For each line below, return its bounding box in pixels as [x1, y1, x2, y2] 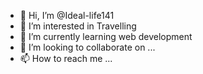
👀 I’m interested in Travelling [19, 20, 137, 32]
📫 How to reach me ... [19, 53, 113, 64]
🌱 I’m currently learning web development [19, 31, 193, 42]
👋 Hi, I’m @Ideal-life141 [19, 10, 115, 21]
